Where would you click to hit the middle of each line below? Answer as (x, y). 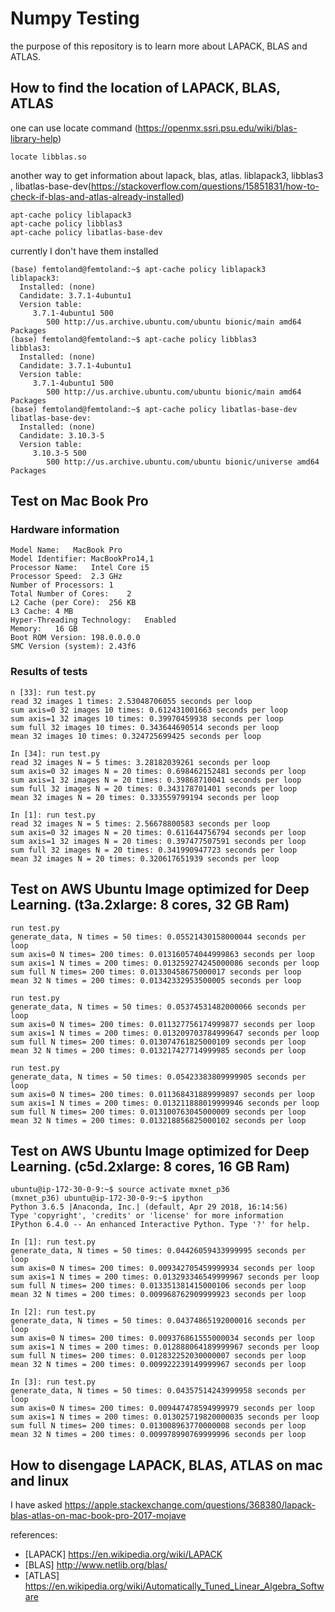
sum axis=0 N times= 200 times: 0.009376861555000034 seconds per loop (162, 1338)
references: (34, 1535)
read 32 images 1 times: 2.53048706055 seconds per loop (131, 701)
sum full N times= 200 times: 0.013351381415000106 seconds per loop (158, 1286)
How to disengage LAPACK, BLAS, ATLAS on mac (166, 1465)
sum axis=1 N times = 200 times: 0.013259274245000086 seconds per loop (165, 963)
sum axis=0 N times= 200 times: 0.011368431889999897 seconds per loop (162, 1094)
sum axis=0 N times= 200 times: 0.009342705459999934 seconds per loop (162, 1268)
